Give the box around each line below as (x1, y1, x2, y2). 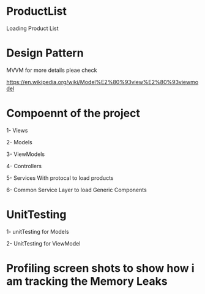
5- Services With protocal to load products (6, 174, 114, 182)
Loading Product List (6, 25, 59, 32)
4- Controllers (6, 162, 42, 169)
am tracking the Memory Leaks (6, 274, 168, 288)
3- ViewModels (6, 150, 45, 158)
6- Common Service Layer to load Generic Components (6, 186, 147, 193)
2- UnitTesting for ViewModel (6, 239, 81, 247)
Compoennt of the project (6, 106, 141, 120)
